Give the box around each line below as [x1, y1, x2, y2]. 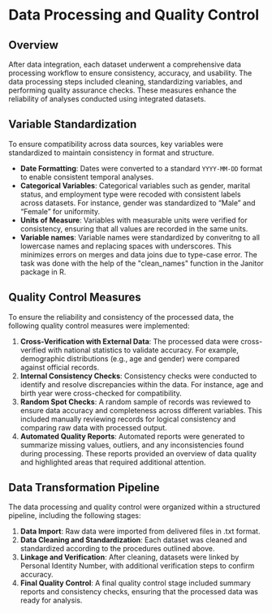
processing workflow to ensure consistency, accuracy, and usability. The [8, 68, 253, 78]
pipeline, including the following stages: [8, 511, 141, 520]
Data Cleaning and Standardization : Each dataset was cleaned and [19, 535, 248, 545]
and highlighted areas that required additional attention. [19, 457, 206, 467]
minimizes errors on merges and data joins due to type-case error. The [19, 249, 257, 259]
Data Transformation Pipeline [8, 481, 160, 494]
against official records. [19, 362, 100, 372]
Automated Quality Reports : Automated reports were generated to [19, 431, 245, 441]
